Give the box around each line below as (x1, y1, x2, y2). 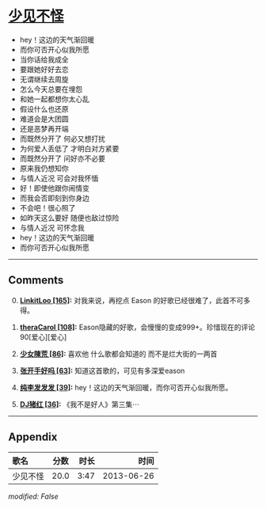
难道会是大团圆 (19, 114, 69, 123)
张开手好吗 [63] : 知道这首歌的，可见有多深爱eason (19, 366, 185, 375)
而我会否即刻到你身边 (19, 193, 89, 203)
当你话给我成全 (19, 55, 69, 64)
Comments (8, 274, 64, 287)
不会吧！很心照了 (19, 203, 76, 212)
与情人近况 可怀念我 (19, 222, 85, 232)
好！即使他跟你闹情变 (19, 183, 89, 192)
